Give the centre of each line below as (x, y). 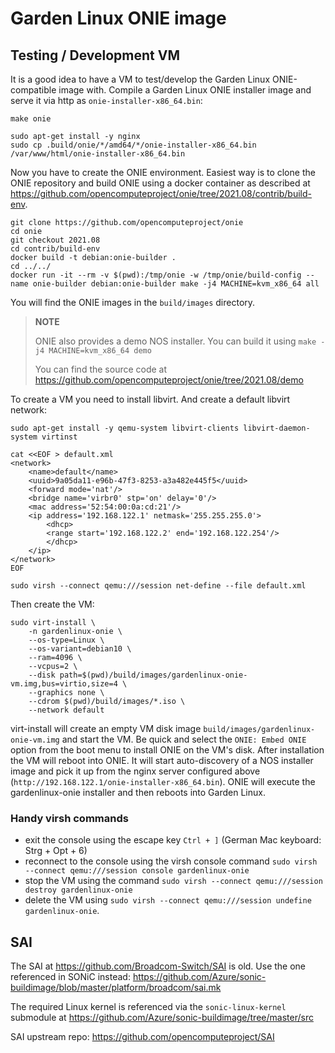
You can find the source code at (101, 369)
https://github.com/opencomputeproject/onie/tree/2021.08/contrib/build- (161, 193)
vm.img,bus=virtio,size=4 (64, 684)
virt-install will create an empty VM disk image (106, 728)
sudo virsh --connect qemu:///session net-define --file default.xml (158, 586)
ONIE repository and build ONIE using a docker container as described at (160, 183)
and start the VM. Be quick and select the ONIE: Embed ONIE (184, 739)
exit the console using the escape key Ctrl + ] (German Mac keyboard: (173, 840)
